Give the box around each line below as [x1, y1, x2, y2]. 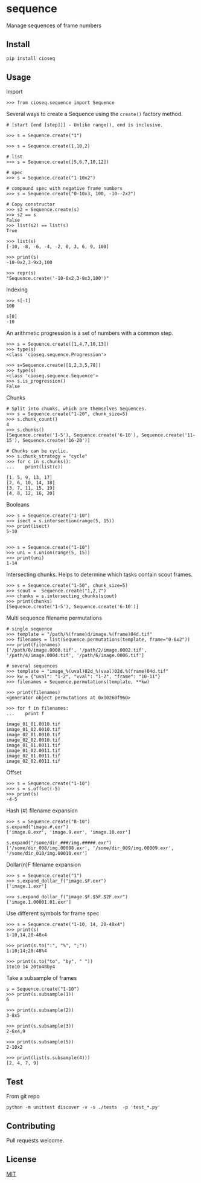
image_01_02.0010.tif [6, 727, 61, 733]
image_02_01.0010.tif [6, 732, 61, 738]
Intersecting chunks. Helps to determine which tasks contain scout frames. [6, 571, 193, 579]
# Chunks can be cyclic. [6, 448, 69, 455]
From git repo [6, 1093, 40, 1100]
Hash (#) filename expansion [6, 807, 78, 814]
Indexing [6, 286, 28, 293]
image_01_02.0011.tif [6, 748, 61, 754]
